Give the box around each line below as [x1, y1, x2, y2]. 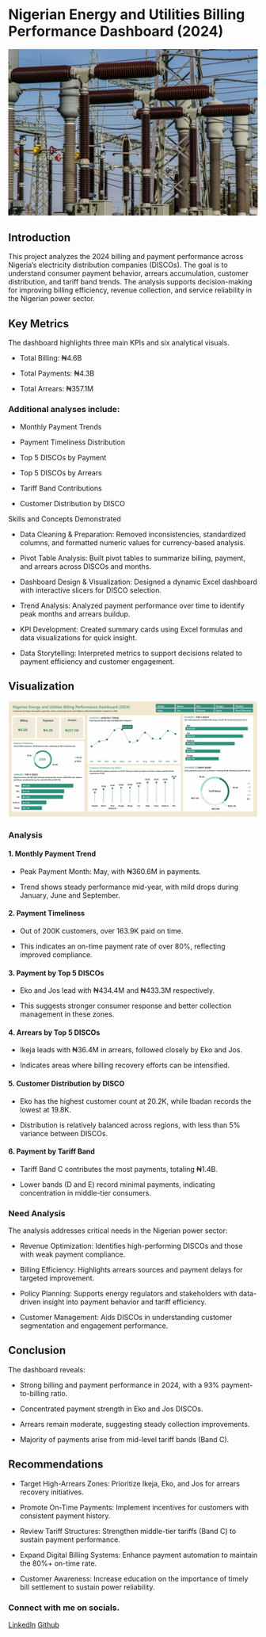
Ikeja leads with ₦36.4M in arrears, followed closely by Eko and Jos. [19, 1045, 243, 1055]
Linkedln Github [8, 1620, 59, 1629]
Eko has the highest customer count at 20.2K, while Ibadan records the [19, 1096, 252, 1106]
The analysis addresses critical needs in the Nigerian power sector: [8, 1226, 228, 1235]
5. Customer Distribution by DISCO [8, 1078, 125, 1088]
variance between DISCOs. [19, 1128, 108, 1138]
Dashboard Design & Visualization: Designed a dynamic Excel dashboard [19, 577, 257, 586]
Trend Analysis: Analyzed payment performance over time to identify [19, 601, 245, 610]
